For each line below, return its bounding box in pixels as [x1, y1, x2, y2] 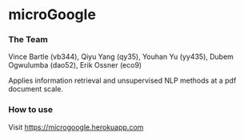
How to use [8, 104, 54, 115]
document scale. [8, 84, 64, 94]
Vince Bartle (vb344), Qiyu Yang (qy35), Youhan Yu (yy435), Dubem [8, 52, 234, 61]
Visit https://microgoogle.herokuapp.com [8, 122, 144, 132]
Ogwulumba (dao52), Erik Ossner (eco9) [8, 60, 142, 70]
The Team [8, 34, 48, 45]
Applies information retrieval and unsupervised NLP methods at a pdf [8, 76, 237, 85]
